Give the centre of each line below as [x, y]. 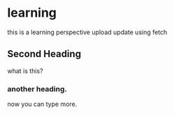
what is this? [25, 70]
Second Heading [44, 54]
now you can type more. [42, 104]
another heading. [37, 89]
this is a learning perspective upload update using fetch [87, 32]
